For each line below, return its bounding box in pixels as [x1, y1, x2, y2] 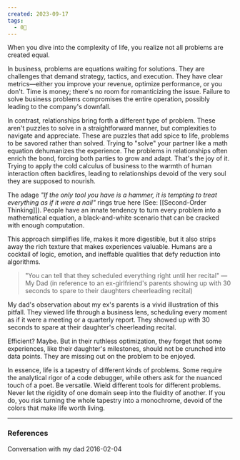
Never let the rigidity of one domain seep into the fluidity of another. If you [7, 389, 226, 397]
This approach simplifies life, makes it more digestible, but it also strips [7, 235, 216, 243]
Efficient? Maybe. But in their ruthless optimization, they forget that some [7, 337, 223, 346]
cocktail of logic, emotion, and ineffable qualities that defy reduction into [7, 250, 221, 259]
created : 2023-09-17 [7, 10, 69, 18]
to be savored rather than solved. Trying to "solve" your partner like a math [7, 139, 229, 148]
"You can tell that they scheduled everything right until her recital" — [24, 272, 228, 280]
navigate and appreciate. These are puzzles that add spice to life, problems [7, 131, 229, 140]
